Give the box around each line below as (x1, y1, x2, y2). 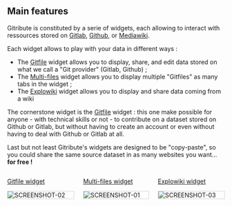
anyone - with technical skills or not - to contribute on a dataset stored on (7, 115, 217, 123)
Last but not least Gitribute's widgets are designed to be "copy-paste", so (7, 143, 216, 151)
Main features (7, 6, 69, 17)
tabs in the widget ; (17, 79, 72, 88)
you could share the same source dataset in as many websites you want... (7, 150, 217, 158)
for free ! (7, 158, 33, 166)
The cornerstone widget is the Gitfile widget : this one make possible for (7, 107, 213, 116)
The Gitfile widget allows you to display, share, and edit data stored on (17, 58, 217, 66)
